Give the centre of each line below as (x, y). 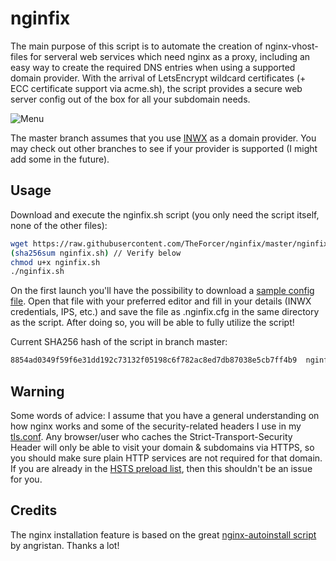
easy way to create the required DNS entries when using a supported (153, 67)
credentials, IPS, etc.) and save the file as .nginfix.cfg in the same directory (165, 312)
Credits (34, 510)
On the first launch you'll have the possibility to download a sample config (162, 291)
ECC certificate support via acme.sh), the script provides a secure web (156, 88)
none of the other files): (59, 225)
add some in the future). (60, 159)
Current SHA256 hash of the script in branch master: (119, 342)
